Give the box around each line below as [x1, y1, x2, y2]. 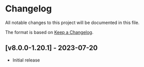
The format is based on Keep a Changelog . [5, 29, 93, 35]
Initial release [12, 57, 40, 63]
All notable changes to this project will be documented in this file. [5, 19, 140, 25]
